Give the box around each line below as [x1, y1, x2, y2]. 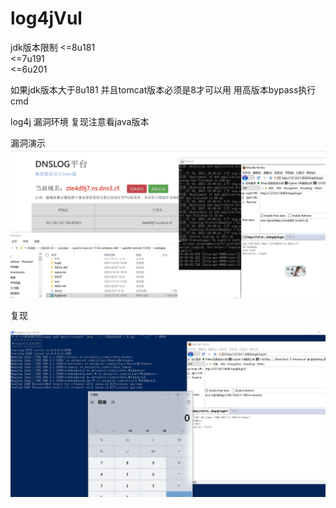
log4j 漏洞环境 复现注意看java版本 [10, 115, 150, 127]
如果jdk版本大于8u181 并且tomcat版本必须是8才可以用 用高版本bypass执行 [10, 83, 317, 96]
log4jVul [10, 7, 83, 30]
